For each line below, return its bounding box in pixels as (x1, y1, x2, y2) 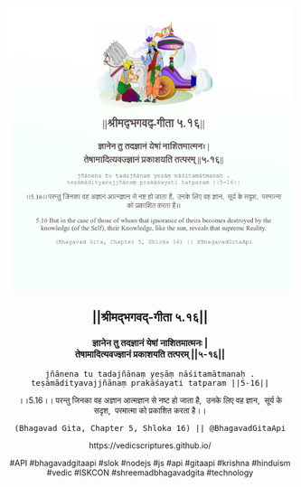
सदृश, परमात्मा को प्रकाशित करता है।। (93, 405, 207, 416)
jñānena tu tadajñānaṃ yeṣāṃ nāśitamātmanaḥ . (44, 369, 256, 379)
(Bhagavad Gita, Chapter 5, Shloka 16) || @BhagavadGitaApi (14, 423, 287, 433)
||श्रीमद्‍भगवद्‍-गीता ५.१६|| (91, 310, 209, 325)
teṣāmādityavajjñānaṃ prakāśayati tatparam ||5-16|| (31, 378, 269, 388)
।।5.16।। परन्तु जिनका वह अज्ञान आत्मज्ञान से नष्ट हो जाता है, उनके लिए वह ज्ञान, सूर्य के (17, 395, 283, 406)
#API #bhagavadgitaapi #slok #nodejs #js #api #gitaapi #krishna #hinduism (9, 457, 291, 468)
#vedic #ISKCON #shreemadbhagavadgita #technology (46, 467, 254, 478)
